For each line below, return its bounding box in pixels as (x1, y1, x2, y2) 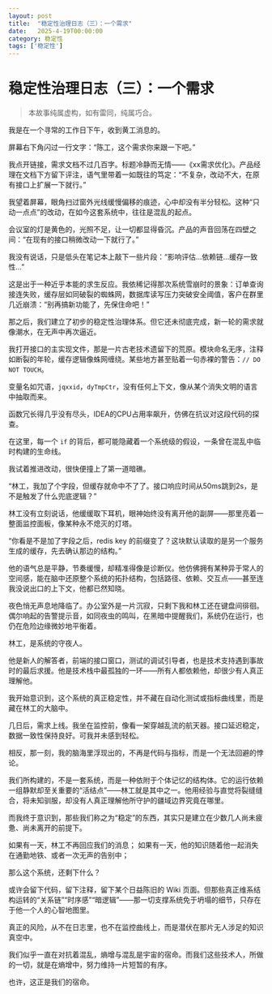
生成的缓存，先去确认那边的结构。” (8, 546, 122, 556)
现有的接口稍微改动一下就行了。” (32, 235, 139, 244)
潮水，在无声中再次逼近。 (15, 327, 101, 337)
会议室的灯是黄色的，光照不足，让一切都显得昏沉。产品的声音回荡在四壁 (8, 225, 249, 235)
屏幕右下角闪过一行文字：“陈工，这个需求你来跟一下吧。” (8, 143, 196, 153)
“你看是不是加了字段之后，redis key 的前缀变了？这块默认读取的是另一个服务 (8, 536, 264, 546)
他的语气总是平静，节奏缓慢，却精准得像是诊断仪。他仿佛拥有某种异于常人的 (8, 563, 264, 573)
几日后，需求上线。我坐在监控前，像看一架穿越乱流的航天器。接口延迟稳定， (8, 721, 264, 730)
